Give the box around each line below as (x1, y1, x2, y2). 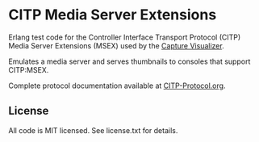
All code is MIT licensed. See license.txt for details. (8, 125, 178, 135)
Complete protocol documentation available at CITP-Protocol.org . (8, 81, 226, 90)
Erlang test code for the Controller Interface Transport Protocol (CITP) (8, 32, 241, 42)
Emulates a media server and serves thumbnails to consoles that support (8, 56, 251, 66)
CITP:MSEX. (8, 65, 49, 74)
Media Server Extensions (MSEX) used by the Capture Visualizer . (8, 40, 224, 50)
